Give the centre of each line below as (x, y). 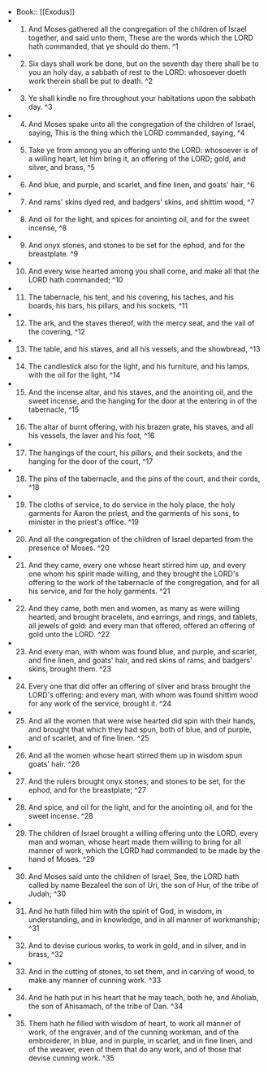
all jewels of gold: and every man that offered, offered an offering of (142, 625)
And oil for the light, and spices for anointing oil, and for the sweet (139, 219)
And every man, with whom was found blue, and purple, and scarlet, (143, 651)
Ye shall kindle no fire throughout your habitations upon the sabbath (142, 98)
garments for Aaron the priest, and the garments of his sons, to (134, 513)
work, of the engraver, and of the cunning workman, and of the (134, 1032)
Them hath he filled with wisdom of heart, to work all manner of (134, 1023)
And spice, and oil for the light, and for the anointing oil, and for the (140, 807)
